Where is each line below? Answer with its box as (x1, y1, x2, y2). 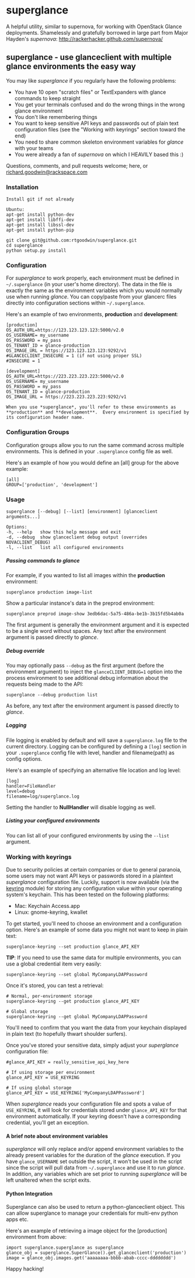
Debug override (6, 647, 45, 654)
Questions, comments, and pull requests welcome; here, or (6, 162, 148, 169)
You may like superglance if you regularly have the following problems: (6, 77, 177, 84)
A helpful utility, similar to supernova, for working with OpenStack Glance (6, 23, 182, 30)
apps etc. (6, 1215, 29, 1223)
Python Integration (6, 1190, 53, 1197)
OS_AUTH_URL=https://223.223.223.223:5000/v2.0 (6, 374, 124, 379)
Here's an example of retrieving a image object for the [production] (6, 1227, 168, 1234)
